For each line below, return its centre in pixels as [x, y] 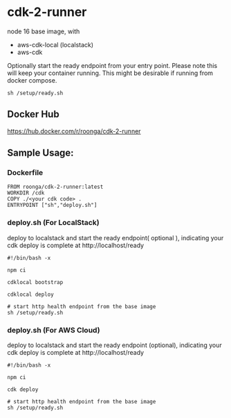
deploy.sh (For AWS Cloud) [54, 330]
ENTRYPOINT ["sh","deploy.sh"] [52, 206]
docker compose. [32, 80]
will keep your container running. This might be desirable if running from [110, 73]
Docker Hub [34, 114]
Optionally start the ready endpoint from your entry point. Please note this [112, 65]
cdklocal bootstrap [35, 282]
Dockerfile [25, 173]
